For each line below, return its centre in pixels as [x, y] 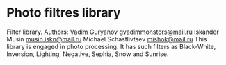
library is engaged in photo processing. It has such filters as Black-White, [111, 46]
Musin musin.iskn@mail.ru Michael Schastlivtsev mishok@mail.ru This [107, 39]
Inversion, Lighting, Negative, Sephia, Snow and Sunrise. [88, 54]
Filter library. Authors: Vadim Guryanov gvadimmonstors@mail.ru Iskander [113, 32]
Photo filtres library [64, 13]
